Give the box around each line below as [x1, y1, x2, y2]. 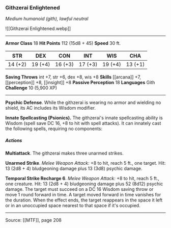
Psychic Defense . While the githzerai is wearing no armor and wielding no [5, 99, 161, 106]
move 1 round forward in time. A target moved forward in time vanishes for [5, 192, 161, 198]
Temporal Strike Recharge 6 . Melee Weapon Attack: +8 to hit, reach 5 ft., [5, 175, 159, 182]
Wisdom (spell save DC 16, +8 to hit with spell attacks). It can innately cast [5, 120, 161, 126]
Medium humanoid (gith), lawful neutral [5, 16, 89, 22]
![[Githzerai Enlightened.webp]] [5, 26, 71, 32]
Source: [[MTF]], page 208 [5, 217, 62, 223]
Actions [5, 137, 22, 143]
